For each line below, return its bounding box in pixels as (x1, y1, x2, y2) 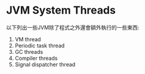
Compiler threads (14, 54, 58, 62)
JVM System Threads (6, 4, 116, 17)
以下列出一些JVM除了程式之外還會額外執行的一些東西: (6, 24, 140, 31)
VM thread (14, 36, 41, 43)
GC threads (14, 48, 44, 55)
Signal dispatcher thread (14, 60, 76, 68)
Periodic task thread (14, 42, 65, 49)
